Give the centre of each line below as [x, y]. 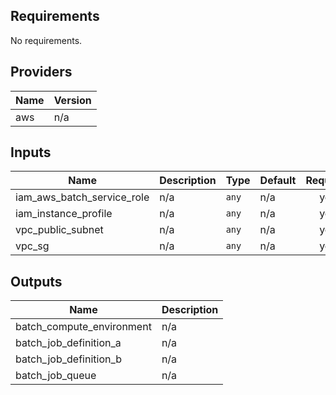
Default [278, 181]
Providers [41, 72]
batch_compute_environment [83, 327]
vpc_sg [32, 246]
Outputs [36, 281]
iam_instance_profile [64, 214]
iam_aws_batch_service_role [82, 197]
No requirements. [46, 40]
